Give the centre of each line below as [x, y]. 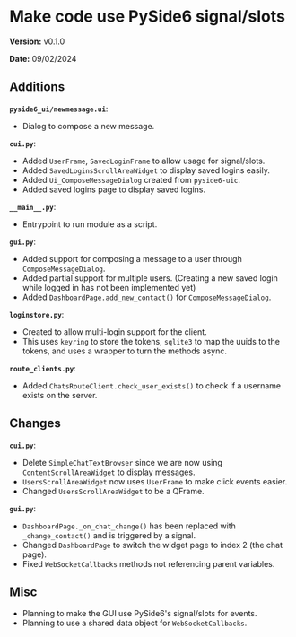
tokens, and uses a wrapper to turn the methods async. [124, 351]
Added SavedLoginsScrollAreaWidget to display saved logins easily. [146, 170]
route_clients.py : [43, 368]
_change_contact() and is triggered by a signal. [109, 535]
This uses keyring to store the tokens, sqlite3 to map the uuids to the [151, 341]
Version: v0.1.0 [37, 41]
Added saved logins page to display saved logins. [114, 189]
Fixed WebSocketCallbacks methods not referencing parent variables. [148, 563]
